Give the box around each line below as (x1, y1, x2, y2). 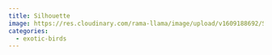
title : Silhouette (8, 11, 70, 20)
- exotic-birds (15, 34, 67, 43)
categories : (8, 27, 49, 35)
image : (8, 19, 31, 27)
